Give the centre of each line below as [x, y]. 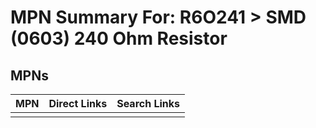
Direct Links [78, 103]
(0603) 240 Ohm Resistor [119, 38]
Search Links [148, 103]
